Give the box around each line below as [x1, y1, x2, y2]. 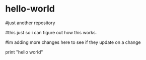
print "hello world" [5, 49, 43, 55]
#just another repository [5, 20, 55, 26]
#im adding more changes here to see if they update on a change [5, 39, 141, 45]
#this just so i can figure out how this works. [5, 29, 97, 35]
